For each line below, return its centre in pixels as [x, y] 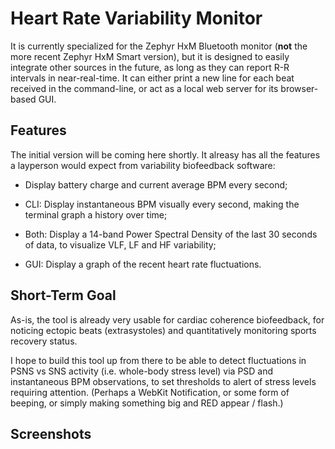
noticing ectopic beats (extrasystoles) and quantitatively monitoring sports [163, 330]
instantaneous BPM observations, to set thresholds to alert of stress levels [163, 381]
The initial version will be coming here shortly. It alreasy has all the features [165, 154]
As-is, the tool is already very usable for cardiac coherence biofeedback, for [167, 319]
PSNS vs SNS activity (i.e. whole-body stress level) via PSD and [142, 371]
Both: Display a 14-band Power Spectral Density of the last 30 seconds [171, 234]
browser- [299, 88]
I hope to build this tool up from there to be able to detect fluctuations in [158, 360]
